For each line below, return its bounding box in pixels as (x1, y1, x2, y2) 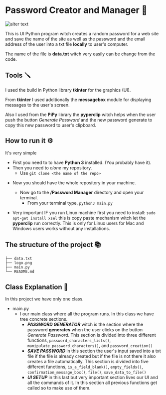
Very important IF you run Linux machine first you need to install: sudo (12, 209, 156, 216)
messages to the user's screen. (5, 102, 70, 108)
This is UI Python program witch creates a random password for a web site (5, 30, 159, 36)
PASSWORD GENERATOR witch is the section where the (27, 321, 144, 328)
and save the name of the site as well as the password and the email (5, 36, 146, 42)
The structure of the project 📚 (5, 240, 102, 249)
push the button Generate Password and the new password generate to (5, 117, 153, 123)
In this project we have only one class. (5, 296, 84, 302)
